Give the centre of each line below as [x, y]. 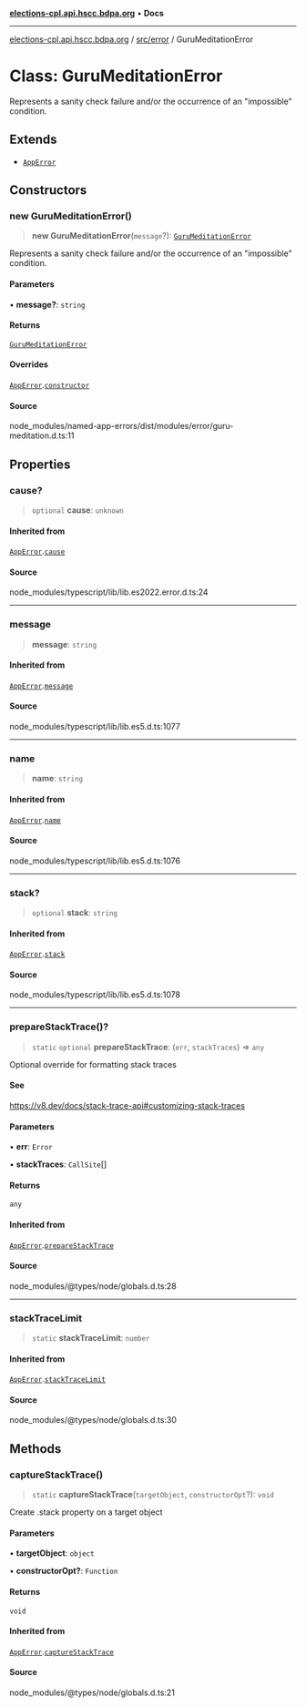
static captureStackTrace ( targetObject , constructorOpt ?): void [153, 1495]
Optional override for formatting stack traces [93, 1064]
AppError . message [41, 685]
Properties [40, 464]
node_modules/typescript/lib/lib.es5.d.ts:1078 [95, 995]
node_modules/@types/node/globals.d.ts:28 [93, 1286]
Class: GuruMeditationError [116, 76]
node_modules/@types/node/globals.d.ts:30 [93, 1420]
